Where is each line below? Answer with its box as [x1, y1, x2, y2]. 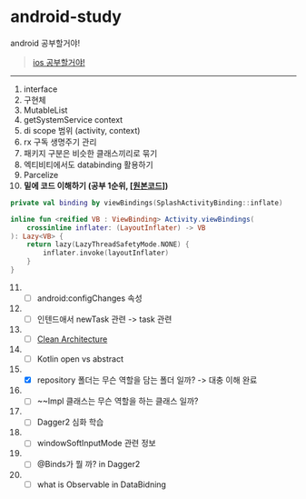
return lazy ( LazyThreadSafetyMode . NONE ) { [26, 240, 190, 249]
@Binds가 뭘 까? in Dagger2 [36, 459, 141, 470]
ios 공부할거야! [32, 56, 85, 67]
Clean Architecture [36, 334, 108, 344]
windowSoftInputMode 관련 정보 [36, 438, 157, 449]
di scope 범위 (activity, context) [23, 125, 141, 135]
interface [23, 84, 58, 95]
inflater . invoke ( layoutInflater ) [43, 248, 170, 258]
